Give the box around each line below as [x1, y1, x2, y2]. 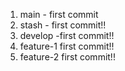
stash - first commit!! [19, 19, 107, 31]
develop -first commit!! [19, 30, 115, 41]
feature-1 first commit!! [19, 40, 115, 52]
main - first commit [19, 9, 99, 20]
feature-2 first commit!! [19, 51, 116, 63]
